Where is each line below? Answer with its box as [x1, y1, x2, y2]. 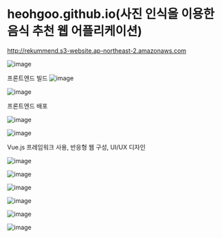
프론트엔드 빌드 [7, 73, 48, 82]
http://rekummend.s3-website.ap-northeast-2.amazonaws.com [7, 46, 187, 55]
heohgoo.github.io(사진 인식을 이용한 [7, 6, 215, 22]
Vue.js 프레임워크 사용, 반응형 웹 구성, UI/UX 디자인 [7, 143, 146, 151]
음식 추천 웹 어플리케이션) [7, 23, 142, 39]
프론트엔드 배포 [7, 102, 48, 110]
